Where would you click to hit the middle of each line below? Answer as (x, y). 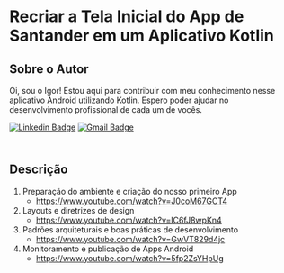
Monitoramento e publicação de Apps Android (108, 249)
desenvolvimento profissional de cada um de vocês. (106, 109)
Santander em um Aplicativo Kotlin (142, 36)
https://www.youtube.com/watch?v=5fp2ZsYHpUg (130, 258)
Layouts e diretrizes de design (78, 210)
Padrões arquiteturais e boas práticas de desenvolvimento (130, 229)
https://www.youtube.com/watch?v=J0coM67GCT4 (132, 201)
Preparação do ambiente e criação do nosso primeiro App (130, 191)
